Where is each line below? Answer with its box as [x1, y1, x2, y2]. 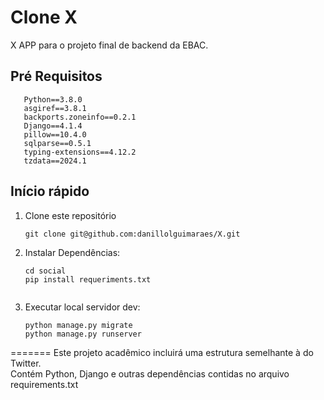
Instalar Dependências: [24, 246, 121, 258]
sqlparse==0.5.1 [23, 138, 92, 148]
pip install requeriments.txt [24, 274, 152, 285]
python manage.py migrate [24, 320, 133, 330]
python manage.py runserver [24, 329, 142, 339]
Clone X [10, 6, 78, 29]
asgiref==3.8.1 [23, 103, 87, 113]
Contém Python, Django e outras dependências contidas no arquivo [10, 367, 290, 380]
